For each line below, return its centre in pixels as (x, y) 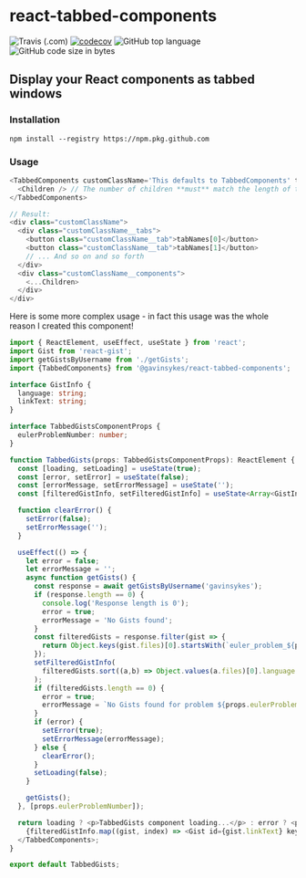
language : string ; (53, 393)
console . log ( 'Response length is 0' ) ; (116, 603)
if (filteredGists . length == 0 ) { (99, 688)
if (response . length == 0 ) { (89, 595)
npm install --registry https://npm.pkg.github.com (109, 139)
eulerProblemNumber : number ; (73, 435)
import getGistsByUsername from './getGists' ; (99, 360)
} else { (50, 747)
